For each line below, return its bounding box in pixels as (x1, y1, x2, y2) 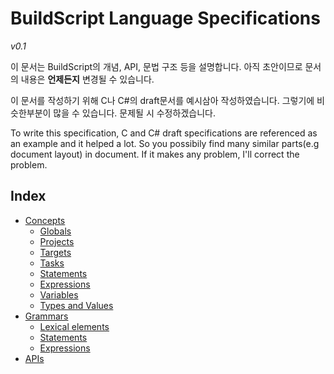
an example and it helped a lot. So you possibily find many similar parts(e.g (10, 137, 320, 149)
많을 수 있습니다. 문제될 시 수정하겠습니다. (53, 107, 216, 119)
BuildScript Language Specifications (10, 7, 321, 30)
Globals (39, 225, 72, 237)
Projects (39, 235, 75, 247)
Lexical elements (39, 320, 110, 332)
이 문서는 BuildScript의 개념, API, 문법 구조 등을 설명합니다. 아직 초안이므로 (10, 60, 303, 72)
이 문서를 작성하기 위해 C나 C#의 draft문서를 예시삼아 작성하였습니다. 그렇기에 (10, 94, 315, 106)
